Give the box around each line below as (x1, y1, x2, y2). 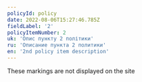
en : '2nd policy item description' (7, 49, 110, 55)
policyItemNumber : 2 (7, 29, 67, 36)
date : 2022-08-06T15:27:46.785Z (7, 16, 100, 23)
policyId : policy (7, 10, 57, 17)
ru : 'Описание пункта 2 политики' (7, 42, 107, 49)
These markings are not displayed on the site (7, 66, 136, 75)
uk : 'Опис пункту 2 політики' (7, 36, 94, 42)
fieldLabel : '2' (7, 23, 54, 29)
